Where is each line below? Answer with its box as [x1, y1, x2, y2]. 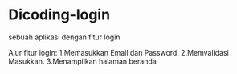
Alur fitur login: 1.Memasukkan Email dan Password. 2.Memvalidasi [8, 47, 229, 57]
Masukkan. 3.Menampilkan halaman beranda [8, 56, 157, 66]
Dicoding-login [8, 6, 111, 24]
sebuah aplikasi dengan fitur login [8, 32, 121, 42]
